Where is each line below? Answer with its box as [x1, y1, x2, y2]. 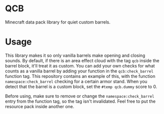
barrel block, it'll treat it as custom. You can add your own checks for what [5, 63, 155, 68]
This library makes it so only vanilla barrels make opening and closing [5, 52, 145, 58]
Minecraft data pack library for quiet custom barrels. [5, 19, 111, 25]
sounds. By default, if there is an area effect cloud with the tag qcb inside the [5, 57, 160, 64]
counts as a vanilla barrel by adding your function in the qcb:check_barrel [5, 68, 154, 74]
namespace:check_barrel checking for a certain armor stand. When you [5, 78, 148, 84]
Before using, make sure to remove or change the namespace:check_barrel [5, 93, 155, 99]
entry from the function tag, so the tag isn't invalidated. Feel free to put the [5, 98, 156, 104]
